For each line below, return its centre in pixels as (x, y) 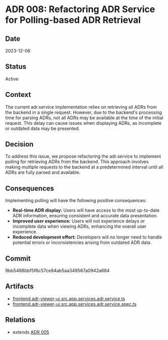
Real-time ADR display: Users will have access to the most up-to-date (86, 210)
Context (18, 95)
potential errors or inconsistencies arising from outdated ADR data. (82, 242)
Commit (18, 258)
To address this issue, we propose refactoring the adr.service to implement (83, 156)
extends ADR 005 (31, 332)
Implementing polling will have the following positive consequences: (76, 201)
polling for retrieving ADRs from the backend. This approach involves (77, 162)
